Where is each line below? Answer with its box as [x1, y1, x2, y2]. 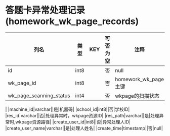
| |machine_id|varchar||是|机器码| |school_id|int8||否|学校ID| [5, 106, 130, 112]
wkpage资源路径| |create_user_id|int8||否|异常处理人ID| [15, 119, 131, 125]
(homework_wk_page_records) [5, 16, 139, 27]
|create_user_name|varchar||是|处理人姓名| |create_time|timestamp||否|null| [5, 125, 163, 131]
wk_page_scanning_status [8, 92, 71, 99]
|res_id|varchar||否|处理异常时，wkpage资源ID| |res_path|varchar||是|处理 [5, 112, 159, 118]
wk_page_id [8, 79, 36, 86]
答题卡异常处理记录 [5, 5, 86, 16]
